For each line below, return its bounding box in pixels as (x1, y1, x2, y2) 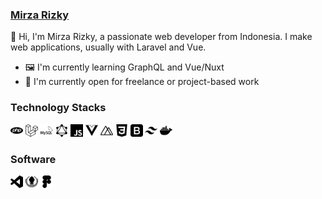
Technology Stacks (10, 101, 107, 115)
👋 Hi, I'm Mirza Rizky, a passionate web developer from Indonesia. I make (10, 31, 313, 43)
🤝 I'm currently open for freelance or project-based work (24, 76, 260, 88)
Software (10, 152, 57, 166)
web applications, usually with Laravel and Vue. (10, 41, 207, 53)
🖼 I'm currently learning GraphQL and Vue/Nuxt (24, 61, 225, 73)
